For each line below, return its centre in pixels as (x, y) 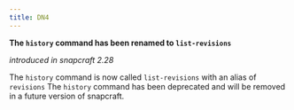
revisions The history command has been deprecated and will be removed (147, 86)
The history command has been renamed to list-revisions (120, 43)
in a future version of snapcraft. (67, 96)
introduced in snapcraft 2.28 (62, 59)
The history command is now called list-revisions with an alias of (133, 77)
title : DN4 (29, 17)
